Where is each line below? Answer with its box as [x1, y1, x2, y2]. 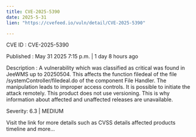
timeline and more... [6, 126, 56, 133]
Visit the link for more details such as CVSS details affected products [6, 119, 176, 126]
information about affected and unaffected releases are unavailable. [6, 96, 173, 103]
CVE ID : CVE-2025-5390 [6, 41, 69, 48]
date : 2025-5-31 [6, 14, 47, 20]
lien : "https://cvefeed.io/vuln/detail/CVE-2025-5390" [6, 20, 146, 26]
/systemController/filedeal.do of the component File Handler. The [6, 77, 167, 84]
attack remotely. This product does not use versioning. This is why [6, 90, 170, 97]
